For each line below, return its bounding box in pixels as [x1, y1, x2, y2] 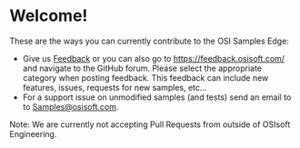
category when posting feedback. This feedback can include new [22, 72, 269, 83]
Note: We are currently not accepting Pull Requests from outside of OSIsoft [9, 119, 291, 130]
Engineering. [9, 128, 57, 139]
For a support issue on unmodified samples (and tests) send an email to [22, 92, 292, 103]
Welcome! [9, 5, 88, 26]
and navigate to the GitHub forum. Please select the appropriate [22, 63, 262, 74]
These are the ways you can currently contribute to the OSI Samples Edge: [9, 35, 289, 46]
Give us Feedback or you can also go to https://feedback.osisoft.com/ [22, 53, 285, 64]
